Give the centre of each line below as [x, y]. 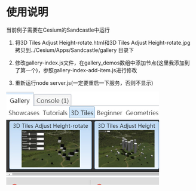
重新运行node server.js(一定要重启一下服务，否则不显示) [84, 83]
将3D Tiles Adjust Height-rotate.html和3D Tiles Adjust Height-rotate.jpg [102, 42]
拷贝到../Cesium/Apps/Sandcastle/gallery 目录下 [74, 50]
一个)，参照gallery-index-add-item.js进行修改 [81, 70]
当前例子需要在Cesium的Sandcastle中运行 [58, 30]
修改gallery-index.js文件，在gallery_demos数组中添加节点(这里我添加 [99, 63]
